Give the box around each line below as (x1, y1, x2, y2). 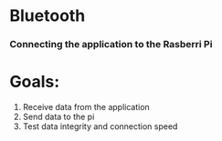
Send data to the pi (22, 111, 95, 123)
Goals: (9, 72, 60, 92)
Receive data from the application (22, 102, 151, 113)
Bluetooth (9, 5, 86, 26)
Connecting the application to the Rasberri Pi (9, 38, 213, 51)
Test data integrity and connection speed (22, 121, 178, 132)
